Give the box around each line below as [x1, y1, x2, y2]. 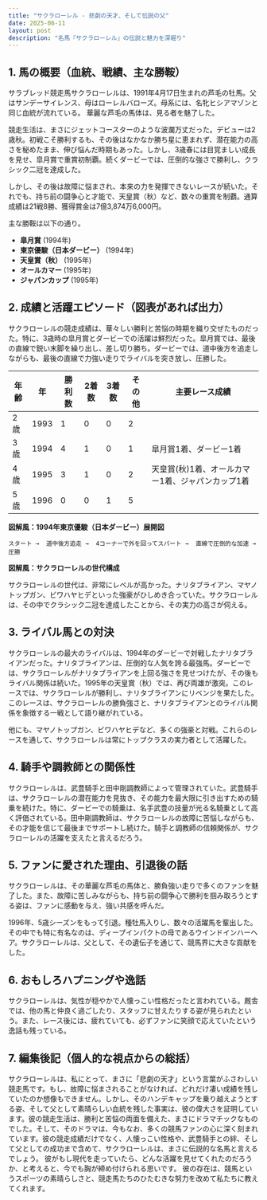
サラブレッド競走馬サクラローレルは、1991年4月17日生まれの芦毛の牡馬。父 [8, 88, 257, 98]
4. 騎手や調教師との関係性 [8, 760, 136, 774]
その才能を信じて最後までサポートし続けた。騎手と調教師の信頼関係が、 [8, 822, 245, 833]
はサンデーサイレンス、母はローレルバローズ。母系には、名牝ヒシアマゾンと [8, 98, 258, 108]
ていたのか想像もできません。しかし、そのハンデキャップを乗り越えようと [8, 1093, 252, 1104]
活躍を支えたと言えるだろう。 [49, 833, 147, 842]
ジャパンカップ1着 [180, 475, 250, 486]
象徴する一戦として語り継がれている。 [21, 708, 148, 717]
